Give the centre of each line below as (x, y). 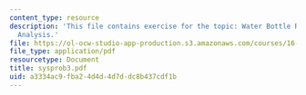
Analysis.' (38, 34)
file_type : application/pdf (63, 52)
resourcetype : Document (55, 60)
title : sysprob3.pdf (49, 69)
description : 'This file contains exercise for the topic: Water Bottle (150, 26)
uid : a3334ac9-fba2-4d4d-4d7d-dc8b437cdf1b (93, 77)
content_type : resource (55, 18)
